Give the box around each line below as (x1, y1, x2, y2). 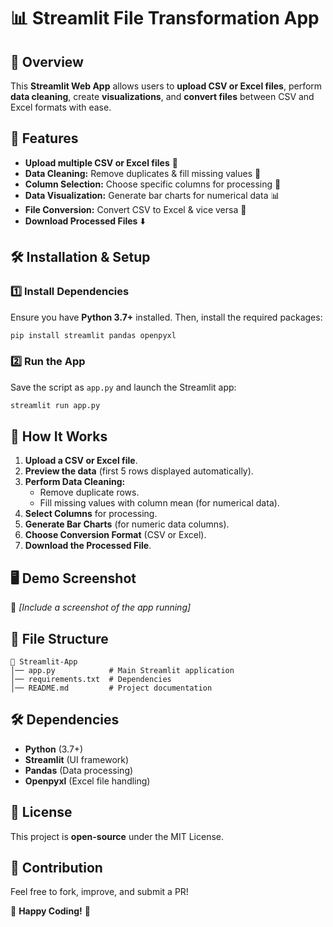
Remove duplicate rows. (39, 486, 140, 499)
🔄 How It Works (10, 428, 108, 445)
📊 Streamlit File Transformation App (10, 7, 320, 30)
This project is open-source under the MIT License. (10, 830, 225, 842)
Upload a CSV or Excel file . (24, 455, 138, 467)
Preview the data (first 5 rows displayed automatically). (24, 465, 254, 477)
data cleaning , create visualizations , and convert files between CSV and (10, 91, 315, 102)
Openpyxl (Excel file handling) (24, 775, 151, 787)
